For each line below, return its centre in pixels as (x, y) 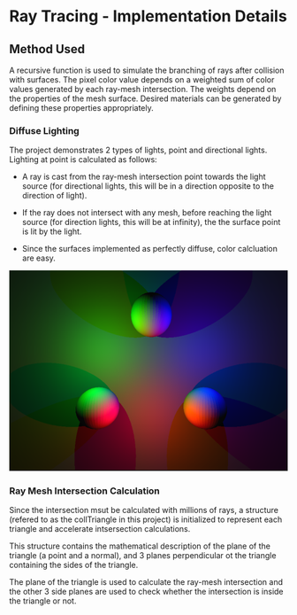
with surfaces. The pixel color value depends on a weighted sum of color (142, 80)
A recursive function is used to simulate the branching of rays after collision (147, 70)
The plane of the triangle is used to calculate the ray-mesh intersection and (146, 582)
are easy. (38, 258)
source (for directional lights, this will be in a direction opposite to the (148, 186)
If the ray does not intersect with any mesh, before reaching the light (147, 213)
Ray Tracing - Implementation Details (148, 16)
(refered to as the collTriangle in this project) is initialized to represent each (146, 519)
